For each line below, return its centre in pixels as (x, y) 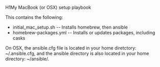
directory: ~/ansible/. (27, 59)
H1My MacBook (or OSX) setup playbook (48, 7)
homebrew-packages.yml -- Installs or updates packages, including (84, 32)
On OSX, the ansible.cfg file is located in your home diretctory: (71, 48)
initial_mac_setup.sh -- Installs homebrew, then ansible (70, 27)
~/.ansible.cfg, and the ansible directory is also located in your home (77, 53)
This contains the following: (34, 17)
